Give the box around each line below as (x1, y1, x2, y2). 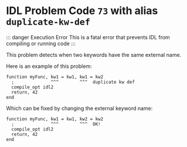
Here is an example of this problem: (6, 63, 92, 70)
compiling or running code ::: (6, 40, 76, 47)
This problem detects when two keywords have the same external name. (6, 51, 182, 58)
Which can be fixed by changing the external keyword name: (6, 104, 153, 112)
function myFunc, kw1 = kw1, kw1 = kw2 (6, 74, 104, 80)
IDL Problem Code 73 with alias (6, 4, 158, 18)
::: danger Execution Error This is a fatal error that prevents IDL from (6, 33, 170, 40)
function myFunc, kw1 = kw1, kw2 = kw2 (6, 116, 104, 122)
